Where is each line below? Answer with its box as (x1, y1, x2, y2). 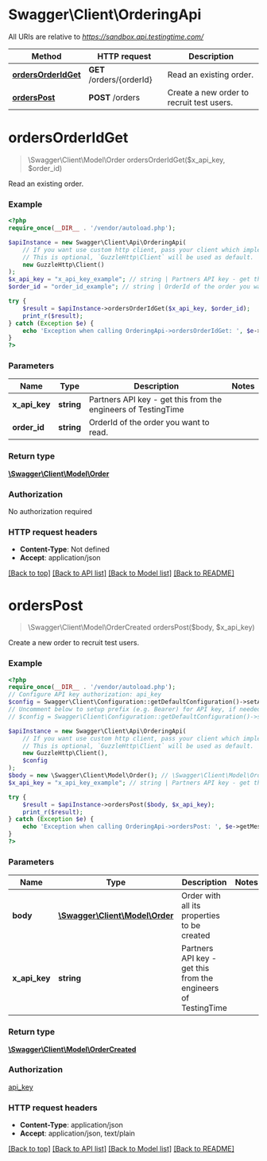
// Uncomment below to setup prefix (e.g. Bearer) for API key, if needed (8, 706, 261, 714)
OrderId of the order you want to (88, 417, 210, 428)
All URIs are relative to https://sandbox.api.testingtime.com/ (8, 32, 204, 41)
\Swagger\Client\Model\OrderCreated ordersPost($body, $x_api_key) (27, 622, 256, 633)
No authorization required (8, 507, 93, 517)
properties (181, 910, 220, 921)
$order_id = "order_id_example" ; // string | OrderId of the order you (8, 283, 250, 291)
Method (31, 50, 62, 61)
